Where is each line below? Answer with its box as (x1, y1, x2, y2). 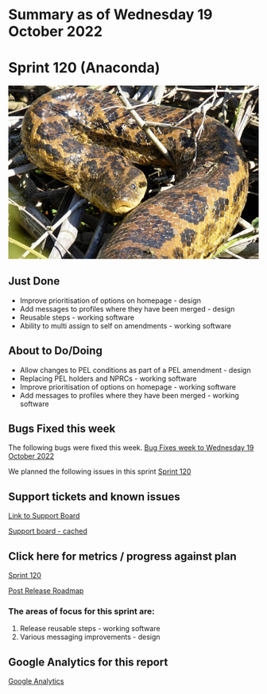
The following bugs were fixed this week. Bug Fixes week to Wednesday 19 (8, 443, 254, 452)
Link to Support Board (8, 511, 80, 521)
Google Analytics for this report (8, 655, 168, 669)
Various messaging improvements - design (19, 632, 161, 642)
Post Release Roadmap (8, 586, 84, 595)
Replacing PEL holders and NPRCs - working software (19, 374, 197, 383)
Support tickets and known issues (8, 490, 180, 503)
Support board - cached (8, 526, 87, 536)
